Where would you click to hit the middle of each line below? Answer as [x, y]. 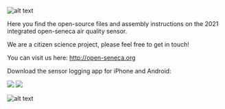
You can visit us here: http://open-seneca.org [71, 58]
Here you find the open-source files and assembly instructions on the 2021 [113, 24]
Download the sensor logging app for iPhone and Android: [89, 71]
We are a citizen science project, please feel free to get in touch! [98, 44]
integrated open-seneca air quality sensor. [67, 31]
